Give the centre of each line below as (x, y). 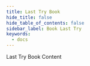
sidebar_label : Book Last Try (44, 28)
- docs (20, 40)
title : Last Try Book (33, 12)
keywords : (19, 34)
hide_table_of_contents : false (45, 23)
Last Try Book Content (34, 57)
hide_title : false (29, 17)
